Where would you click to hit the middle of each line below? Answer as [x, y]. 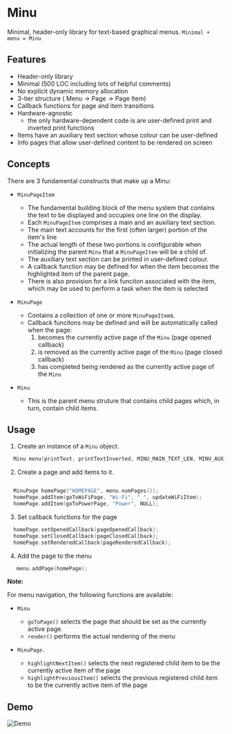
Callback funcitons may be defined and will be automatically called [122, 322]
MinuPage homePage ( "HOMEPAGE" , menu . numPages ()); [86, 491]
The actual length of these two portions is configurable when [114, 244]
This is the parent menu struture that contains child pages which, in [123, 401]
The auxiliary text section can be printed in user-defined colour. [118, 259]
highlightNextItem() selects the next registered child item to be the [124, 663]
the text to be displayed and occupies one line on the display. [115, 215]
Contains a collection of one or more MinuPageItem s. [101, 315]
